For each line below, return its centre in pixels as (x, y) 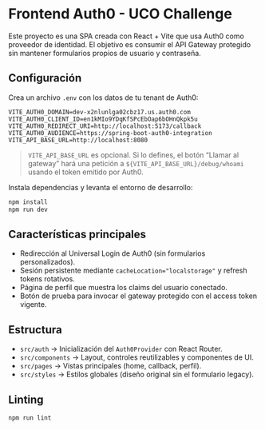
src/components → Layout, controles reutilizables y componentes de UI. (136, 357)
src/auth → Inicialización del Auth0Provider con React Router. (121, 349)
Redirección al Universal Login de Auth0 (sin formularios (113, 253)
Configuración (45, 78)
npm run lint (30, 418)
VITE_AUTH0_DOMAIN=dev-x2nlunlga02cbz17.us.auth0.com (100, 112)
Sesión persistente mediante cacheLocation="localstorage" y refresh (133, 271)
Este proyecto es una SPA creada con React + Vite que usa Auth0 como (127, 36)
